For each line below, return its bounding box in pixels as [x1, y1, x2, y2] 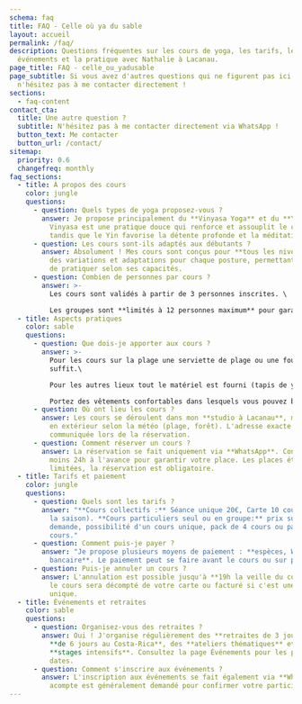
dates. [49, 656, 75, 665]
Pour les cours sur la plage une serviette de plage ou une [49, 356, 280, 365]
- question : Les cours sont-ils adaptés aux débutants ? [32, 239, 252, 248]
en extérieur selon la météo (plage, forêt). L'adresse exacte [49, 422, 292, 431]
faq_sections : [9, 172, 63, 181]
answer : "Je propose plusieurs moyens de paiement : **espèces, [41, 547, 288, 556]
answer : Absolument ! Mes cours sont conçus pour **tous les [41, 248, 276, 257]
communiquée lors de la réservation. [49, 430, 191, 439]
